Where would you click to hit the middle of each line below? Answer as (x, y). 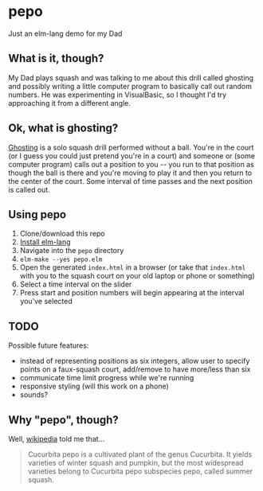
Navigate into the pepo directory (72, 251)
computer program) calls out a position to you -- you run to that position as (131, 164)
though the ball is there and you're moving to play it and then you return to (130, 173)
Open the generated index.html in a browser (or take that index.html (133, 267)
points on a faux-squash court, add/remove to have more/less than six (135, 369)
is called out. (29, 189)
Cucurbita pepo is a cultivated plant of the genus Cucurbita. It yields (140, 454)
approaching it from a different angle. (70, 103)
